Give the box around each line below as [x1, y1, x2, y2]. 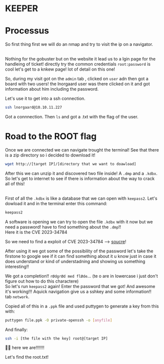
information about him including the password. [5, 86, 99, 92]
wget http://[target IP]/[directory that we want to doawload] [5, 161, 137, 166]
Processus [5, 25, 49, 37]
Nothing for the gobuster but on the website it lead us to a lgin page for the [5, 56, 156, 62]
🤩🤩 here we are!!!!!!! [5, 345, 45, 351]
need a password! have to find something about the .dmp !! [5, 224, 121, 230]
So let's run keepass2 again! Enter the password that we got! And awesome [5, 283, 155, 289]
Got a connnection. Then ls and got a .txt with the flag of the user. [5, 114, 139, 119]
